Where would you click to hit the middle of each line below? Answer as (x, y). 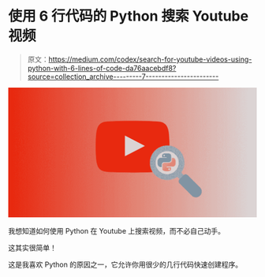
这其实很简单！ (32, 248)
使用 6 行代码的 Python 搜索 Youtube (129, 16)
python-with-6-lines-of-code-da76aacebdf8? (102, 68)
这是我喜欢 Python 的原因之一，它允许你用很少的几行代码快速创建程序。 (125, 264)
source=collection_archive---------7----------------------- (123, 77)
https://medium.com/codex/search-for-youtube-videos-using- (150, 59)
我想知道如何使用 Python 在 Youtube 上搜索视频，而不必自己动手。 (116, 231)
